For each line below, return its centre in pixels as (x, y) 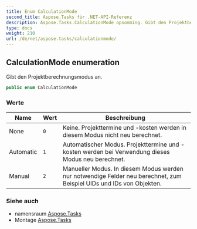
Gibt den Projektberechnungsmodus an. (54, 76)
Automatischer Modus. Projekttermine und (121, 144)
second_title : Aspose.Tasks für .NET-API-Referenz (69, 17)
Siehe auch (23, 201)
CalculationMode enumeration (63, 63)
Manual (19, 176)
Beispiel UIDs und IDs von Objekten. (112, 183)
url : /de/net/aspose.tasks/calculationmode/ (61, 39)
